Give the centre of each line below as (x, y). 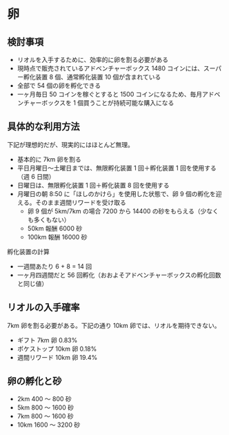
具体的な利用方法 (43, 127)
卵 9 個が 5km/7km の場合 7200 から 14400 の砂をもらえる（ (114, 211)
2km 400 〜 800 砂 (44, 399)
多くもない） (52, 220)
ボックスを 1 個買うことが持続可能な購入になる (108, 103)
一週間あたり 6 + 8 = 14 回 (54, 266)
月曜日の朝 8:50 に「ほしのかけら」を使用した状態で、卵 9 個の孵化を (116, 193)
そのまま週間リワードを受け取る (81, 202)
